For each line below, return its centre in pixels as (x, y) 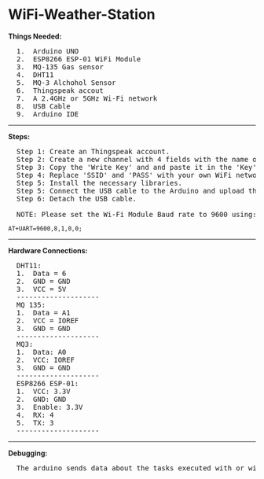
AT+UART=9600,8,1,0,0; (45, 228)
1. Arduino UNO (48, 51)
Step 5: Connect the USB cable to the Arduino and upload (130, 191)
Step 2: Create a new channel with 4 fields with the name (132, 159)
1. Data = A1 (43, 313)
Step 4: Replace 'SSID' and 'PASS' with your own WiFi (124, 175)
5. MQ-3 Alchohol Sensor (66, 83)
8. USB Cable (43, 106)
